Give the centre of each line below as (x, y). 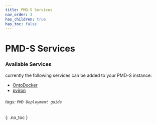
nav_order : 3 (19, 15)
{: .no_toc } (17, 117)
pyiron (19, 90)
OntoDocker (25, 85)
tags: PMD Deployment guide (34, 102)
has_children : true (26, 19)
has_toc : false (21, 24)
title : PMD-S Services (29, 10)
